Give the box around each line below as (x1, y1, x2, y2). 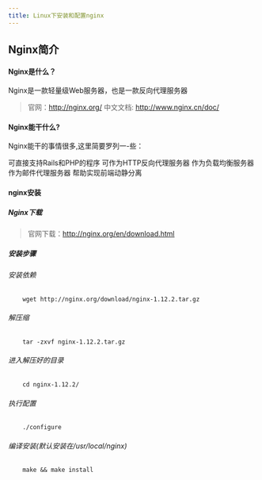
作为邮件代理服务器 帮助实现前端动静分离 (8, 168, 142, 178)
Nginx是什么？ (8, 67, 57, 76)
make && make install (22, 466, 93, 474)
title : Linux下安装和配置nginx (8, 11, 104, 20)
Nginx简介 (8, 43, 59, 56)
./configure (22, 424, 62, 432)
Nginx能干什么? (8, 122, 60, 132)
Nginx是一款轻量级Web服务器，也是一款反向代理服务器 (8, 86, 188, 95)
